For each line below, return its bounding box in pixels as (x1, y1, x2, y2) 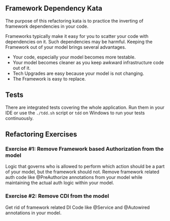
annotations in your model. (5, 210, 62, 216)
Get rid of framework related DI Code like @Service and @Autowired (5, 204, 150, 210)
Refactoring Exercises (5, 130, 77, 139)
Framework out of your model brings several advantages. (5, 44, 126, 50)
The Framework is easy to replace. (12, 75, 86, 82)
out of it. (12, 65, 31, 71)
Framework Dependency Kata (5, 4, 102, 13)
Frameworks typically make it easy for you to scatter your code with (5, 33, 148, 39)
